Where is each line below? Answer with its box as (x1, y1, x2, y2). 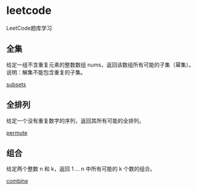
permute (6, 129, 28, 136)
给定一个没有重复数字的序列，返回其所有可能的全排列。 (6, 117, 144, 124)
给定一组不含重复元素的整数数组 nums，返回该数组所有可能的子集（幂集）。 (6, 61, 195, 68)
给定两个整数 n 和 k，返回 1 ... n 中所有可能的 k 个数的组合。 (6, 165, 156, 172)
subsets (6, 80, 26, 88)
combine (6, 177, 28, 185)
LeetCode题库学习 (6, 24, 53, 31)
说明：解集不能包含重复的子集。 (6, 68, 86, 76)
